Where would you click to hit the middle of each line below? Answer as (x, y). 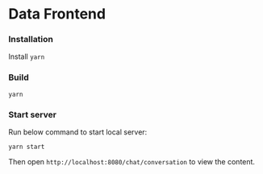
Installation (31, 39)
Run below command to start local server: (78, 132)
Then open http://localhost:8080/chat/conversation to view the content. (132, 162)
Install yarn (27, 56)
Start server (32, 114)
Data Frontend (57, 14)
